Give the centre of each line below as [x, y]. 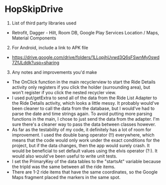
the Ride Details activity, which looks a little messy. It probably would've [85, 103]
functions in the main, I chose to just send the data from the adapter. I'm [86, 119]
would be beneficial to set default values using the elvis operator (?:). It [84, 151]
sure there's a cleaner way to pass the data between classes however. [84, 124]
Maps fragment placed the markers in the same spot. [66, 177]
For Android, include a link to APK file [50, 47]
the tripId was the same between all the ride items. [64, 167]
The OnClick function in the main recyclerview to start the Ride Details [84, 82]
